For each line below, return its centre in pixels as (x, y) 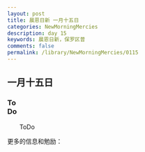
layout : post (26, 14)
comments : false (31, 46)
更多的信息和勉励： (35, 141)
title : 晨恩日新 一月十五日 (43, 20)
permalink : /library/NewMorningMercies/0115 (73, 53)
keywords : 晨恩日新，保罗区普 (46, 40)
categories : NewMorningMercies (53, 26)
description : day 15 (37, 33)
